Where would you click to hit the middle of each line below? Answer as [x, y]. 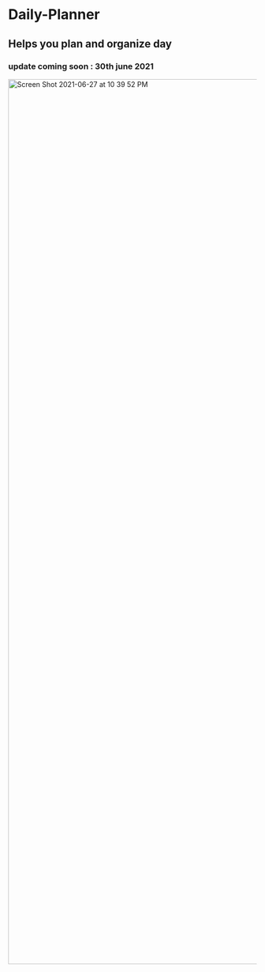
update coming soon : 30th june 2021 [81, 66]
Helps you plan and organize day [90, 44]
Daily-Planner [54, 15]
